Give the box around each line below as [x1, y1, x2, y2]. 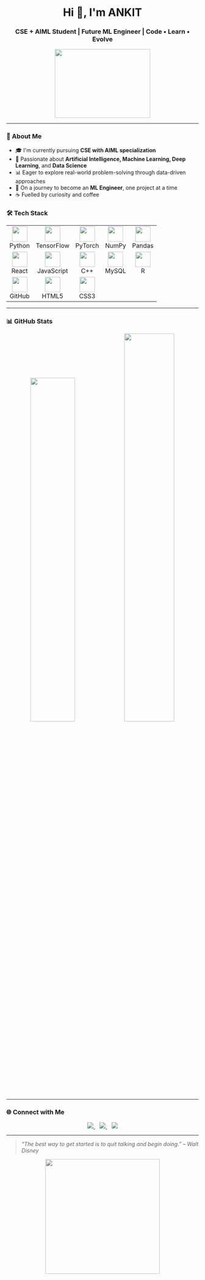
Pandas [132, 242, 154, 250]
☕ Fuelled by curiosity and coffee [15, 191, 99, 198]
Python [9, 242, 31, 250]
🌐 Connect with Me [6, 1108, 65, 1117]
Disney [21, 1147, 39, 1154]
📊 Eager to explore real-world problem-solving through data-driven [15, 168, 186, 176]
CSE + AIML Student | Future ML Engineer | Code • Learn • [15, 28, 190, 36]
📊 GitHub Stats [6, 317, 53, 325]
